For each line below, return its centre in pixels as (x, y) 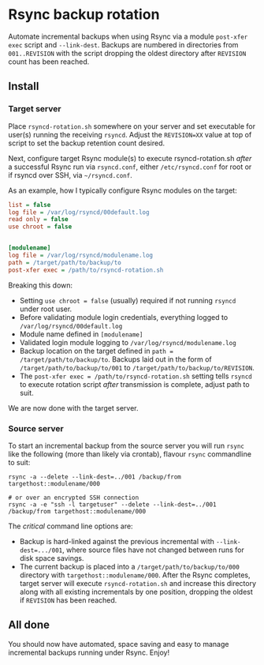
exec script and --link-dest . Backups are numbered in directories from (123, 44)
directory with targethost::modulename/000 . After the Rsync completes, (135, 575)
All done (29, 625)
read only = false (38, 220)
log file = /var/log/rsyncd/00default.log (79, 212)
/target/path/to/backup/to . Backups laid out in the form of (115, 359)
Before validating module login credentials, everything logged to (124, 317)
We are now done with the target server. (73, 408)
